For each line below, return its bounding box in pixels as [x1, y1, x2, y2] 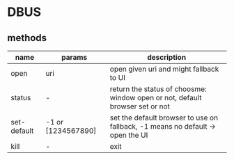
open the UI [109, 130, 148, 140]
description [147, 53, 187, 62]
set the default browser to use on [109, 113, 218, 122]
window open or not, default [109, 93, 202, 102]
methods [7, 32, 47, 44]
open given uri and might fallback [109, 64, 219, 74]
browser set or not [109, 102, 171, 111]
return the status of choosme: [109, 84, 207, 94]
